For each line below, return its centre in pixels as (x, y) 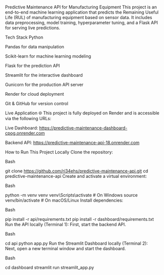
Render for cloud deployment (35, 94)
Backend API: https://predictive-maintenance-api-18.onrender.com (72, 143)
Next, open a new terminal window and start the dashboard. (66, 248)
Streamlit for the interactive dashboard (44, 75)
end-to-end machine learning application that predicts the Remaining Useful (82, 12)
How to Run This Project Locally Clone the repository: (59, 152)
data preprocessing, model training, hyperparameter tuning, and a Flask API (82, 22)
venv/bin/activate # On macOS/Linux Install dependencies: (64, 200)
